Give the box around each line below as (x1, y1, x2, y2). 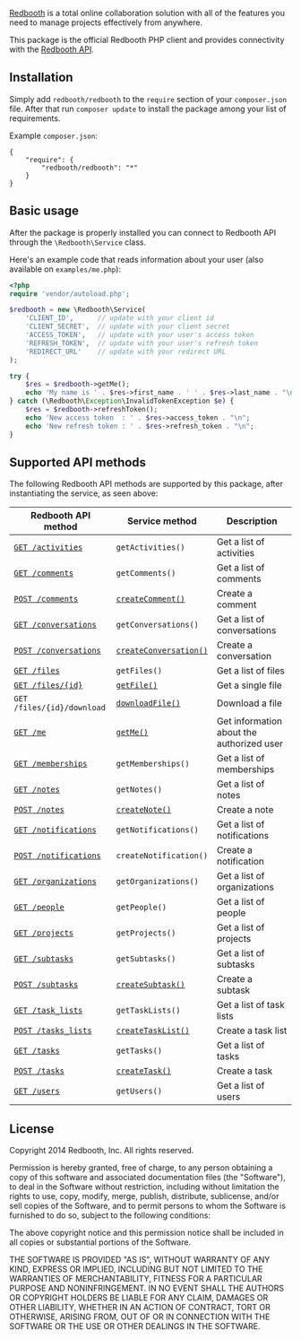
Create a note (216, 804, 274, 816)
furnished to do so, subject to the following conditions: (9, 1210, 211, 1221)
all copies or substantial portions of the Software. (9, 1237, 191, 1248)
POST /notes (13, 804, 65, 815)
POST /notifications (13, 851, 101, 861)
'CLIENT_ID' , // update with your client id (25, 314, 215, 323)
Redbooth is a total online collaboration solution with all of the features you (9, 8, 285, 18)
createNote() (116, 804, 172, 815)
